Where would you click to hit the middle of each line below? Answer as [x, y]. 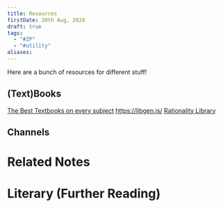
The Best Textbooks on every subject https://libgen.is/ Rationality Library [111, 110]
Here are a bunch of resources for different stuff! [77, 72]
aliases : [20, 53]
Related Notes [49, 162]
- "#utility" [32, 46]
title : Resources [32, 14]
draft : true [24, 26]
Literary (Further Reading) [84, 194]
